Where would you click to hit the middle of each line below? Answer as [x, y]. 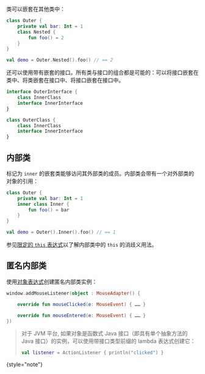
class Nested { [37, 32]
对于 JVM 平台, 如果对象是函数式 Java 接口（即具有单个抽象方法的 [104, 334]
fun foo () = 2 [46, 38]
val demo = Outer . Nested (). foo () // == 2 [60, 60]
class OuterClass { [31, 120]
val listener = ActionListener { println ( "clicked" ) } [92, 353]
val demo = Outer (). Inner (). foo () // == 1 [61, 232]
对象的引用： [22, 181]
